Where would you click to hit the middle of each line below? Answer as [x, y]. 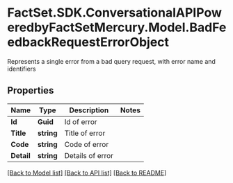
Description [89, 110]
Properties [31, 90]
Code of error [87, 144]
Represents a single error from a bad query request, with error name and [111, 61]
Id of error [81, 121]
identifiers [22, 69]
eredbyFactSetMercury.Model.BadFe [117, 27]
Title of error [85, 133]
